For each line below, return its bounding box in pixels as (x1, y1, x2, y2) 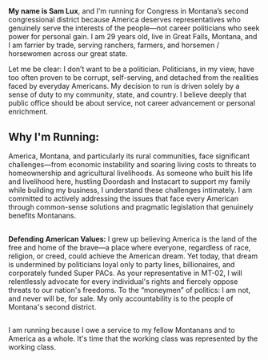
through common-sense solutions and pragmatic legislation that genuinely (8, 202, 254, 212)
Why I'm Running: (8, 130, 100, 143)
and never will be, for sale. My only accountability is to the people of (8, 294, 234, 303)
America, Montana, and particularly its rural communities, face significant (8, 151, 250, 161)
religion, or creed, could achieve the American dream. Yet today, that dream (8, 251, 258, 261)
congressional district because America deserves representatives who (8, 15, 242, 25)
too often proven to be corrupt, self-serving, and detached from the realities (8, 73, 259, 82)
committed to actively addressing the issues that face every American (8, 194, 238, 203)
